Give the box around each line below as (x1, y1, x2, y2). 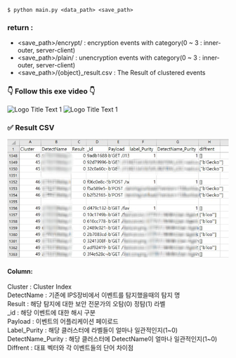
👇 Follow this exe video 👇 (7, 86, 96, 96)
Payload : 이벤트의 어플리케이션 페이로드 (7, 317, 119, 326)
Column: (7, 267, 33, 275)
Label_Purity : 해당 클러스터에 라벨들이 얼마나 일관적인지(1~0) (7, 326, 178, 335)
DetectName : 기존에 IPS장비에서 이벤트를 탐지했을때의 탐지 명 (7, 291, 181, 300)
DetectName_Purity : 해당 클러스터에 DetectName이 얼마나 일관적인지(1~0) (7, 335, 218, 343)
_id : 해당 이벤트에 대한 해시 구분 (7, 308, 96, 317)
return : (7, 22, 34, 32)
